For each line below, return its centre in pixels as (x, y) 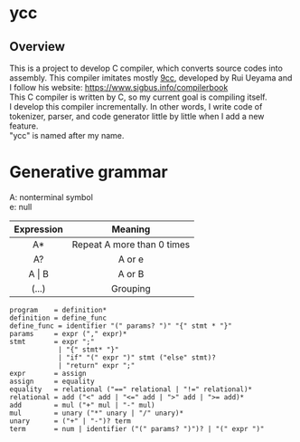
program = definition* (58, 310)
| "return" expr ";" (96, 365)
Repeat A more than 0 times (131, 245)
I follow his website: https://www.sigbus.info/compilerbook (119, 87)
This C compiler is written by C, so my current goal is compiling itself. (139, 97)
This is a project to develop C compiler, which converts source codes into (146, 68)
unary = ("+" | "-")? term (70, 421)
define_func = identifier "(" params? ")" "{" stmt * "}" (121, 326)
